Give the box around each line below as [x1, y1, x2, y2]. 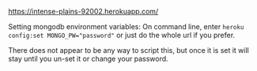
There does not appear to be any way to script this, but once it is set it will [8, 46, 249, 54]
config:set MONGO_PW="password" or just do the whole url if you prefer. [8, 31, 236, 39]
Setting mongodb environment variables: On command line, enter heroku [8, 22, 244, 31]
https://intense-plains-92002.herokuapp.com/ [8, 7, 159, 16]
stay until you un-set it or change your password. [8, 54, 168, 63]
